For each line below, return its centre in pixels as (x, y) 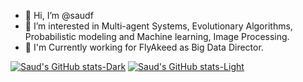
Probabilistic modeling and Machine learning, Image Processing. (157, 36)
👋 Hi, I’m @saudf (59, 15)
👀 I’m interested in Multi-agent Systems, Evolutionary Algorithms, (158, 26)
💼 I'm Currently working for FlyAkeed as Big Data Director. (144, 47)
